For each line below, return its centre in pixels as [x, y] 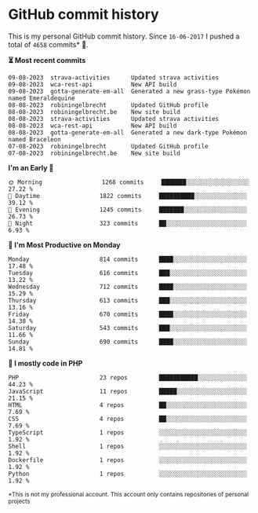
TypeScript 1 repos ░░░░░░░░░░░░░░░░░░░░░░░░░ [127, 432]
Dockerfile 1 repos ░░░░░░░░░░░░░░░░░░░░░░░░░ [127, 460]
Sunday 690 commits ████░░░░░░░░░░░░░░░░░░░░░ [127, 342]
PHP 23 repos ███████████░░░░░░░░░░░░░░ [127, 377]
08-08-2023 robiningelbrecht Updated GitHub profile [109, 105]
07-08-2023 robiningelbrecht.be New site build [94, 153]
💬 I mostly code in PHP [45, 363]
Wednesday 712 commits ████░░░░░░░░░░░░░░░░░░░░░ [127, 287]
